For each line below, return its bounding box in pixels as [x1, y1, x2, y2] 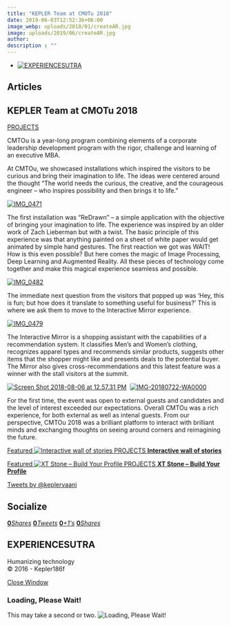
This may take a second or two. [7, 611, 97, 619]
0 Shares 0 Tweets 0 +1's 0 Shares [7, 519, 101, 527]
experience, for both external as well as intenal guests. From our [7, 411, 190, 419]
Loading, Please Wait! [7, 595, 81, 605]
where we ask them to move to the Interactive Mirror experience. [7, 306, 192, 314]
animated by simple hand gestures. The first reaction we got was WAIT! [7, 243, 210, 251]
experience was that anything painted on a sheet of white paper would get [7, 236, 219, 244]
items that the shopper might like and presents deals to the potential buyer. [7, 355, 220, 363]
